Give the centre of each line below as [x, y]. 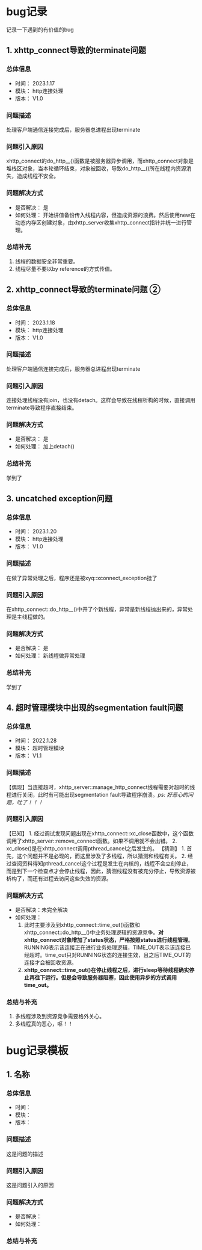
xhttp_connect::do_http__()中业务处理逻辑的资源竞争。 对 [94, 932]
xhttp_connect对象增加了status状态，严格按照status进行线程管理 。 [109, 940]
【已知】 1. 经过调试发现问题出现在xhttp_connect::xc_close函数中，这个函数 [100, 833]
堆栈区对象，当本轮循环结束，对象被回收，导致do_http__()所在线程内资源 [96, 169]
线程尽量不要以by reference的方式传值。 [65, 268]
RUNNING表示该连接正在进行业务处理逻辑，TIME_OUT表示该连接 [105, 947]
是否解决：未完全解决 [41, 910]
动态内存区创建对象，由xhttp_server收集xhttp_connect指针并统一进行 [101, 222]
